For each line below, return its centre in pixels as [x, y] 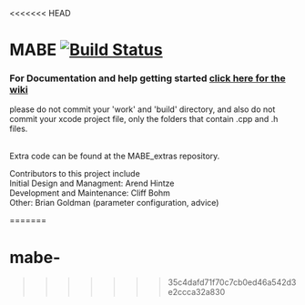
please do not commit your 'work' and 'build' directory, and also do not [142, 109]
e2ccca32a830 [197, 292]
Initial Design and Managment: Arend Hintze [92, 183]
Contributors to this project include [75, 174]
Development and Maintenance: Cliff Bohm [90, 193]
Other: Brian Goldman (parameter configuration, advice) [114, 203]
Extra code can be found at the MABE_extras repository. [115, 156]
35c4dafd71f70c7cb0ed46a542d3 [232, 282]
